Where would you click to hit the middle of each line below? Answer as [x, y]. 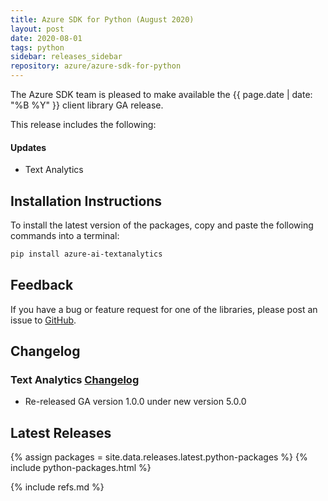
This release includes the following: [83, 124]
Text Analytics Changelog [75, 380]
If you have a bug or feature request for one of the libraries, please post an [164, 309]
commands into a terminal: [65, 236]
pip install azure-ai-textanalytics [86, 254]
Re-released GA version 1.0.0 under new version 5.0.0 [135, 402]
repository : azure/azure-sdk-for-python [96, 66]
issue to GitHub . [43, 320]
